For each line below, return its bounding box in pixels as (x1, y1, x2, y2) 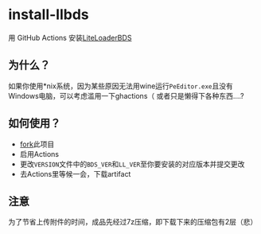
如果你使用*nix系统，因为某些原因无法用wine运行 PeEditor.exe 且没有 (8, 81, 233, 91)
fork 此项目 (19, 139, 55, 149)
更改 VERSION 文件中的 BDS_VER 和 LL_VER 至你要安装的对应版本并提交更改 (19, 159, 245, 169)
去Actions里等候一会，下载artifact (19, 169, 131, 178)
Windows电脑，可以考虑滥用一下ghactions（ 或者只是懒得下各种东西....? (8, 91, 244, 100)
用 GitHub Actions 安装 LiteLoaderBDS (8, 33, 132, 42)
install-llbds (8, 6, 89, 24)
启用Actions (19, 149, 60, 158)
